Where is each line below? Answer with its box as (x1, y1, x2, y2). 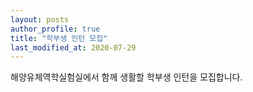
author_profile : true (10, 24, 101, 34)
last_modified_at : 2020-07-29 (10, 42, 137, 53)
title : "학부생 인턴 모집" (10, 33, 108, 43)
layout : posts (10, 14, 70, 25)
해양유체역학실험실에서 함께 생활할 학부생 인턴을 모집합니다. (10, 71, 243, 83)
